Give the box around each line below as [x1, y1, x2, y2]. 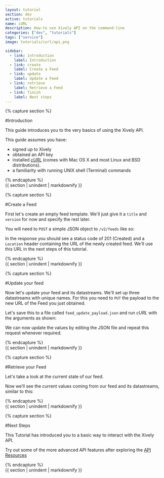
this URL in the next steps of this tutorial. [5, 246, 88, 252]
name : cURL [5, 21, 28, 26]
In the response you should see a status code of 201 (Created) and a [5, 236, 145, 242]
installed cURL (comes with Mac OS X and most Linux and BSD [12, 157, 141, 163]
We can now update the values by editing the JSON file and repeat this [5, 325, 149, 331]
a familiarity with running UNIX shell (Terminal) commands [12, 167, 131, 173]
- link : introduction [9, 53, 54, 58]
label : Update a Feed [14, 76, 58, 81]
